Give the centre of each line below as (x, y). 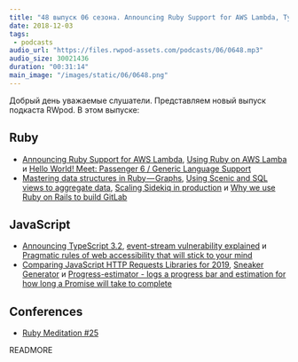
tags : (19, 34)
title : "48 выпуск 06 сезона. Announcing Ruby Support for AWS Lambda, (144, 17)
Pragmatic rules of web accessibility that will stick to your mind (137, 256)
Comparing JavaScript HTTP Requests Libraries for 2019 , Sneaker (143, 265)
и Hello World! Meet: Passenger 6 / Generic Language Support (136, 169)
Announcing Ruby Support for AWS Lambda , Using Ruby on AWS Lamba (154, 159)
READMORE (31, 350)
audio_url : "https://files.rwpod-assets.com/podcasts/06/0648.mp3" (137, 51)
